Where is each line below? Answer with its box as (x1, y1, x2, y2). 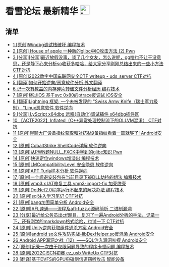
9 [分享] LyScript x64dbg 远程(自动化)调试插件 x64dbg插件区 (12, 111, 140, 117)
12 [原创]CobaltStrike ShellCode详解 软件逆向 (12, 143, 107, 148)
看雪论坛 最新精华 (5, 6, 78, 17)
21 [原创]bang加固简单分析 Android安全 (12, 199, 94, 205)
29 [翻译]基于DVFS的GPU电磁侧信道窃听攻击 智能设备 (12, 256, 125, 262)
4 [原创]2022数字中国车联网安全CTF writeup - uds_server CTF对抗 (12, 73, 152, 79)
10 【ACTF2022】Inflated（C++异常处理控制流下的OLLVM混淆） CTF (12, 118, 157, 123)
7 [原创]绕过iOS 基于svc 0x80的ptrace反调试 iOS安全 (12, 92, 123, 98)
